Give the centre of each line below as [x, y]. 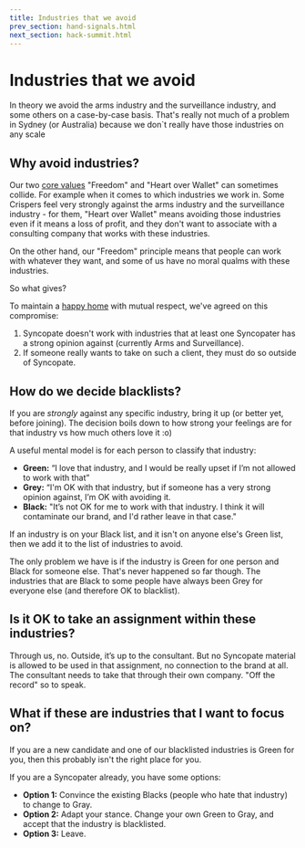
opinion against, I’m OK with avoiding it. [97, 497]
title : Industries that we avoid [73, 18]
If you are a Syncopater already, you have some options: [115, 777]
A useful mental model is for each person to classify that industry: [133, 450]
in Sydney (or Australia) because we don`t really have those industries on [147, 125]
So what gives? [38, 288]
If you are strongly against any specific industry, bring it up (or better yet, [147, 413]
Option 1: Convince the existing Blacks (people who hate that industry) [155, 794]
